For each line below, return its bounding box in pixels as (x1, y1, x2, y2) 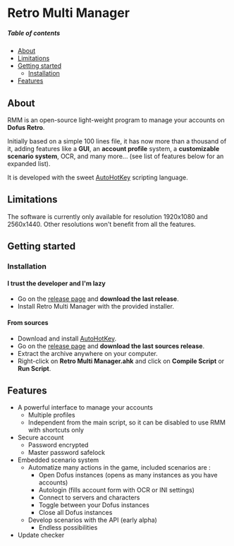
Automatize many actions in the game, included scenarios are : (27, 463, 211, 472)
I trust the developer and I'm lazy (7, 279, 106, 287)
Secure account (17, 433, 64, 442)
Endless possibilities (38, 523, 98, 532)
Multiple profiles (27, 411, 75, 420)
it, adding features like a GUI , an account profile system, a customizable (7, 144, 220, 153)
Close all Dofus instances (38, 509, 113, 517)
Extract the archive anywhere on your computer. (17, 349, 159, 357)
